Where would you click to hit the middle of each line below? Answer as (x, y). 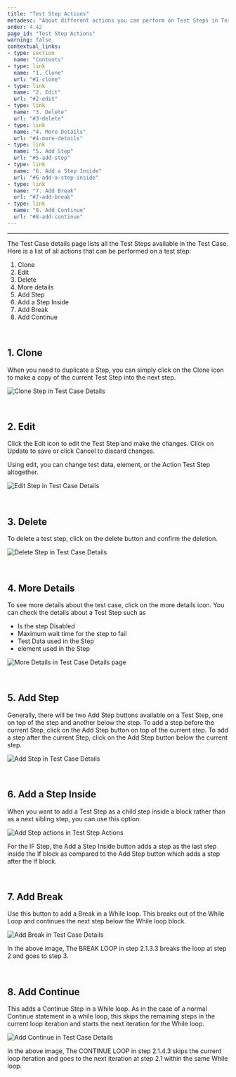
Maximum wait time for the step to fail (72, 634)
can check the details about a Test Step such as (77, 612)
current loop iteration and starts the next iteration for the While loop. (106, 1024)
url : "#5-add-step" (42, 158)
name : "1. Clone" (39, 73)
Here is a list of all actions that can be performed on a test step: (99, 251)
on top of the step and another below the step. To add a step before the (111, 722)
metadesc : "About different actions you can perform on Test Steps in (113, 20)
